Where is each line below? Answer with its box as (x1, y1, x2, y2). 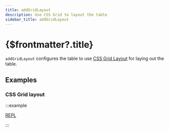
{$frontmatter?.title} (5, 39, 94, 50)
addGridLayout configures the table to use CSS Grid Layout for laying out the (5, 55, 164, 61)
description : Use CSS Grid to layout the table (5, 12, 108, 17)
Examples (5, 76, 37, 84)
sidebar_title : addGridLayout (5, 17, 69, 22)
